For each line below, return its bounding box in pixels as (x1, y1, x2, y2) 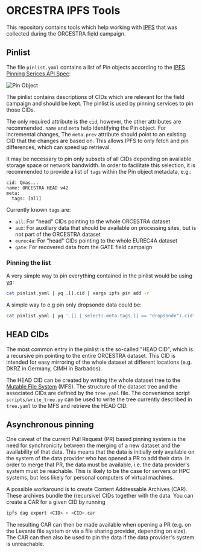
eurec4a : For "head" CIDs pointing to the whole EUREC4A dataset (14, 236, 178, 244)
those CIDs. (6, 106, 36, 113)
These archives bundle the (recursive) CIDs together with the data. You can (6, 492, 194, 500)
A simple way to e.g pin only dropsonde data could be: (6, 301, 142, 308)
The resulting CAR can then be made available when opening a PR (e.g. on (6, 521, 191, 528)
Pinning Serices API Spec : (6, 70, 71, 77)
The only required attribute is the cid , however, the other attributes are (6, 118, 181, 125)
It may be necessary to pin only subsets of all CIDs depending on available (6, 155, 192, 162)
